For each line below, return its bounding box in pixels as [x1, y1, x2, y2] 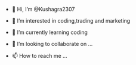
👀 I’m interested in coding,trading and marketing [11, 17, 131, 24]
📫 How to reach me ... [11, 52, 67, 59]
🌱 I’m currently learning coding [11, 29, 88, 36]
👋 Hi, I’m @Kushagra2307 [11, 6, 75, 13]
